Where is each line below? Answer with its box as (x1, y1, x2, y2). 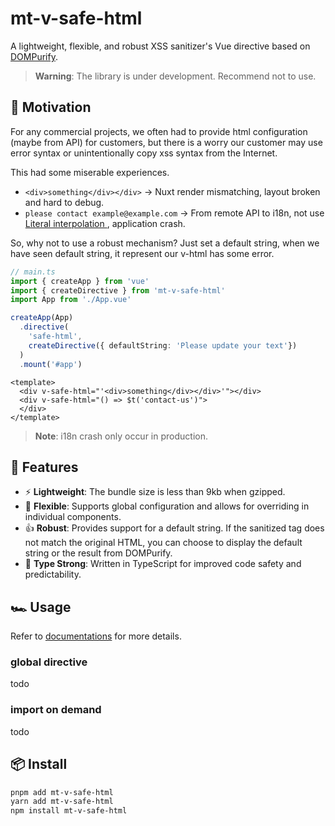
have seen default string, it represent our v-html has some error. (10, 247, 275, 259)
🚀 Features (10, 458, 79, 476)
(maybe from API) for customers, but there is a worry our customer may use (10, 136, 323, 148)
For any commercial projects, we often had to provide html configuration (10, 125, 308, 137)
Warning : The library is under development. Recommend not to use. (34, 70, 317, 82)
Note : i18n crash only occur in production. (34, 430, 208, 442)
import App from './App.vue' (10, 295, 132, 305)
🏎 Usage (10, 598, 72, 616)
